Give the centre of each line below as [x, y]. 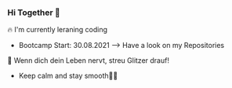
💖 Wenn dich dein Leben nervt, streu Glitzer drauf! [89, 60]
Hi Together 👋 [34, 13]
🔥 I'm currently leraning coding [57, 30]
